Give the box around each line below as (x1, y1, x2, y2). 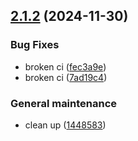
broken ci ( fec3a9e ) (24, 60, 107, 73)
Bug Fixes (10, 38, 60, 52)
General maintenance (10, 96, 118, 110)
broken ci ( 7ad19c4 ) (24, 71, 108, 83)
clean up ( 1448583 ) (24, 119, 107, 131)
